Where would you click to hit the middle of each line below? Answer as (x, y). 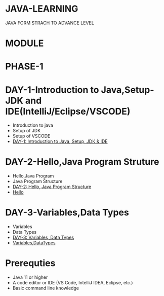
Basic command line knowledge (46, 288)
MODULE (25, 43)
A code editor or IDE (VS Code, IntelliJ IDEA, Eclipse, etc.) (73, 283)
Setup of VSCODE (31, 136)
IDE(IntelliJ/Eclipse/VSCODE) (68, 111)
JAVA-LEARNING (42, 9)
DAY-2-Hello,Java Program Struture (82, 162)
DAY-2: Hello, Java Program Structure (52, 187)
